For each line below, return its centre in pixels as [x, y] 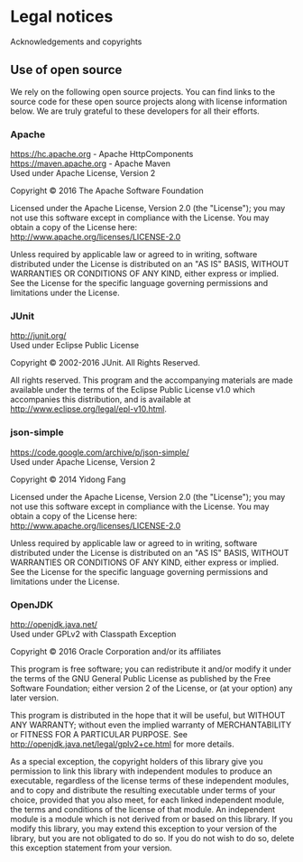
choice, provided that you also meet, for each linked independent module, [147, 800]
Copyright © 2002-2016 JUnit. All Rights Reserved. [106, 363]
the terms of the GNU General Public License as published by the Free [141, 678]
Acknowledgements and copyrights [76, 42]
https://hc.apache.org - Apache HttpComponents [102, 154]
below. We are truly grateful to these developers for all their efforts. [135, 111]
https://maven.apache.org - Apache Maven [90, 163]
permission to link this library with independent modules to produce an [142, 771]
